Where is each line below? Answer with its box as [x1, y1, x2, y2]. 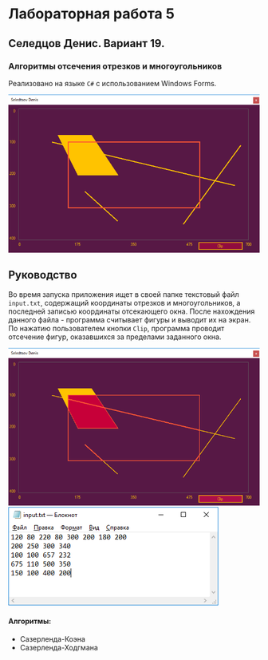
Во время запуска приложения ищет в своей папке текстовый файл [8, 289, 239, 299]
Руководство [8, 268, 77, 282]
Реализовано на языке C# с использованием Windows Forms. [8, 78, 217, 88]
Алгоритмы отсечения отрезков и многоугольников [8, 61, 223, 72]
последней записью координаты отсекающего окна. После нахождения [8, 306, 255, 316]
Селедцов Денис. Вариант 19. [8, 37, 165, 50]
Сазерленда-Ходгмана [19, 642, 98, 652]
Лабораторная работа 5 [8, 5, 175, 23]
